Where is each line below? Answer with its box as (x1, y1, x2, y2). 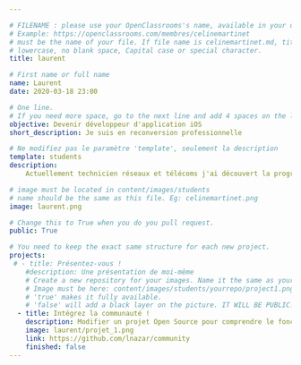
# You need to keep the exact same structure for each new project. (9, 242, 271, 251)
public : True (9, 226, 58, 235)
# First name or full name (9, 71, 110, 80)
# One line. (9, 103, 54, 112)
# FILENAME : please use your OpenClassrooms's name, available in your (9, 21, 287, 30)
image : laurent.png (9, 202, 82, 211)
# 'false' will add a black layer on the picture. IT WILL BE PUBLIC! (25, 301, 295, 310)
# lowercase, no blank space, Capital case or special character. (9, 46, 262, 55)
